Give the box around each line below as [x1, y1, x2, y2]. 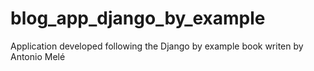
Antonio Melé [10, 50, 66, 62]
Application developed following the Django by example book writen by [10, 40, 304, 52]
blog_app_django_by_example [10, 7, 266, 30]
